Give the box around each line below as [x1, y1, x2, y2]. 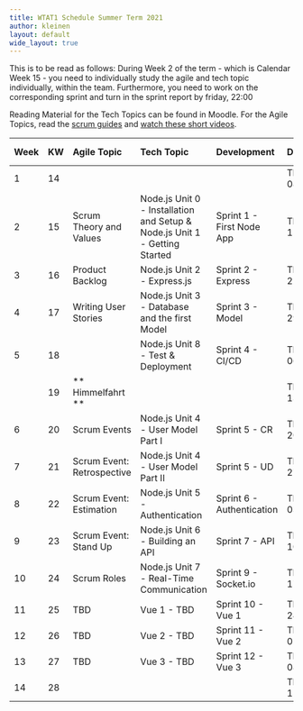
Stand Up [72, 541, 113, 553]
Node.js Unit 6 [140, 524, 201, 536]
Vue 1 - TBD [140, 604, 195, 616]
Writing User [72, 301, 126, 314]
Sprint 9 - [216, 567, 259, 579]
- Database [140, 301, 189, 314]
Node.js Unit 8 [140, 338, 201, 351]
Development [216, 146, 275, 159]
